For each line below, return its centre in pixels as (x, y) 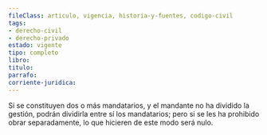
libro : (19, 61)
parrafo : (23, 75)
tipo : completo (33, 53)
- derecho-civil (35, 30)
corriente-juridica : (43, 82)
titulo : (21, 68)
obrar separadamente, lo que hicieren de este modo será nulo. (111, 122)
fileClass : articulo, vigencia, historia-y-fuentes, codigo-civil (121, 16)
